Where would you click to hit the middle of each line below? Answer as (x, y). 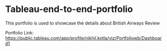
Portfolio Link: (20, 32)
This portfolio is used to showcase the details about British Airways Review (82, 23)
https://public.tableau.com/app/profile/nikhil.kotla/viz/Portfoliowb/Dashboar (83, 38)
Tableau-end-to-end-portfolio (69, 9)
